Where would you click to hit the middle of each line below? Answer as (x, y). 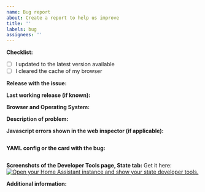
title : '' (19, 23)
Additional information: (37, 184)
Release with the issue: (37, 83)
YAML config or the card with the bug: (56, 148)
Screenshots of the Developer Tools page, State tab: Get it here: (89, 166)
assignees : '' (25, 35)
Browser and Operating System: (48, 107)
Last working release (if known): (48, 95)
